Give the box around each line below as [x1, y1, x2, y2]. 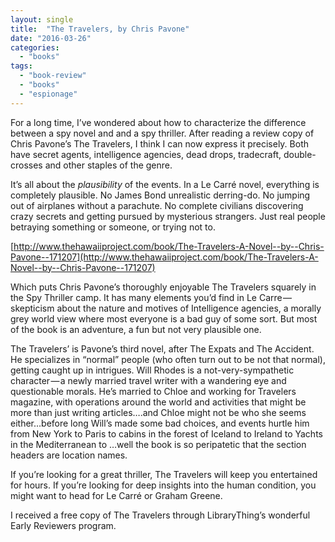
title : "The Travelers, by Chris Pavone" [10, 24, 190, 34]
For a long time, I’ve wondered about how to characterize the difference [10, 116, 307, 128]
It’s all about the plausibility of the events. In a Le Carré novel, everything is [10, 178, 320, 190]
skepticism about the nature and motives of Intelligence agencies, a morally [10, 302, 322, 314]
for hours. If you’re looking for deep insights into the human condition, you [10, 479, 317, 491]
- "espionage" [19, 89, 78, 99]
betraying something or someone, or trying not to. [10, 221, 216, 233]
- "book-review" [19, 71, 87, 81]
